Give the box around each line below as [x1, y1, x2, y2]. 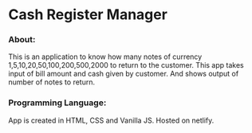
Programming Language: [8, 97, 107, 108]
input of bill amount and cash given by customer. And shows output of [8, 69, 239, 79]
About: [8, 34, 36, 45]
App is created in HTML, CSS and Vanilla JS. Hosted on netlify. [8, 115, 215, 125]
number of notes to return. [8, 77, 96, 87]
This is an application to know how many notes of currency [8, 52, 203, 61]
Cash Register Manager [8, 6, 167, 24]
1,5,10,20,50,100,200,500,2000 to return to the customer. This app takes [8, 61, 245, 70]
